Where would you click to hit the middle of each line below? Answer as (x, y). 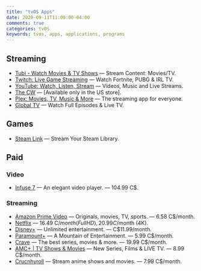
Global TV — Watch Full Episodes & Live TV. (70, 105)
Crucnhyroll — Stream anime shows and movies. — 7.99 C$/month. (98, 261)
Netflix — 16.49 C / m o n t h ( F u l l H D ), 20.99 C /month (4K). (82, 223)
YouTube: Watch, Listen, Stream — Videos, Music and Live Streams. (99, 86)
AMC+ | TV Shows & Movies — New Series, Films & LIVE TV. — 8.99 (100, 248)
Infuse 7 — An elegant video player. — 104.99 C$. (76, 188)
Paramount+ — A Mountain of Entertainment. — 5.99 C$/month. (94, 235)
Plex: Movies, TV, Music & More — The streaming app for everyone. (99, 98)
